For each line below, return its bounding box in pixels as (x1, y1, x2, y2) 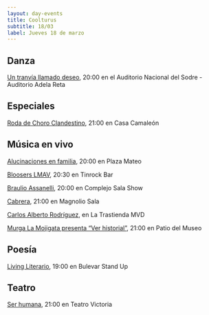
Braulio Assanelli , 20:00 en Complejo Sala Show (7, 183, 143, 192)
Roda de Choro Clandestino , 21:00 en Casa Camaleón (7, 119, 159, 127)
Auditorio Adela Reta (7, 81, 65, 89)
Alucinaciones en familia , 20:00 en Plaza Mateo (7, 156, 142, 165)
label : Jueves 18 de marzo (7, 29, 85, 37)
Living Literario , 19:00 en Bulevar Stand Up (7, 262, 129, 270)
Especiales (7, 101, 55, 112)
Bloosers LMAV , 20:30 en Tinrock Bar (7, 170, 113, 179)
